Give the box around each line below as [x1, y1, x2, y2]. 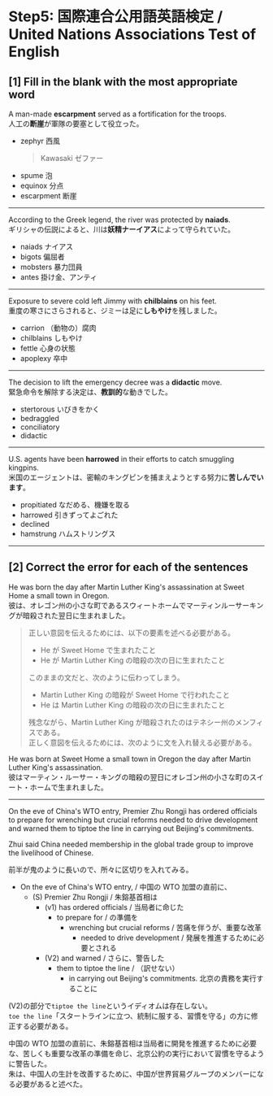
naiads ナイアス [19, 241, 74, 251]
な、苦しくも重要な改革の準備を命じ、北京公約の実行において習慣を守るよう [8, 1048, 265, 1058]
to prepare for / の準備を [56, 912, 138, 922]
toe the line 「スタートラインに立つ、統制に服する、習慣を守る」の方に [8, 1011, 252, 1020]
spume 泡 [19, 171, 53, 180]
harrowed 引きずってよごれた [19, 510, 119, 520]
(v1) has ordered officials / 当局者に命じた [44, 902, 184, 911]
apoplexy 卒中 [19, 354, 67, 363]
